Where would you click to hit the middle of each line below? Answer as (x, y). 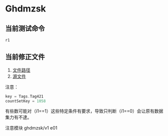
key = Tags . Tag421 (24, 96)
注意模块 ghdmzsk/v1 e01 (31, 128)
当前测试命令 (25, 28)
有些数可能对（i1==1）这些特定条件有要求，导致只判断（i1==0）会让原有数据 (84, 111)
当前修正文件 (25, 57)
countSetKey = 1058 (26, 101)
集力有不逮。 (18, 117)
